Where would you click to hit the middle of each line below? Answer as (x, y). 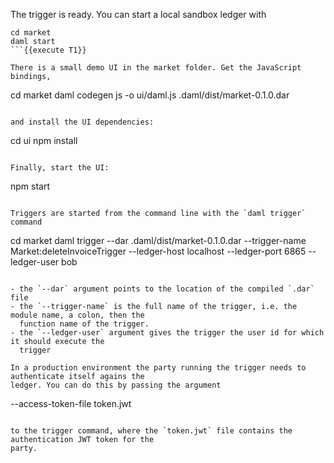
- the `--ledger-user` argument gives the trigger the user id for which (167, 333)
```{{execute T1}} (48, 50)
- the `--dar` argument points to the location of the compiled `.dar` (162, 289)
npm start (30, 186)
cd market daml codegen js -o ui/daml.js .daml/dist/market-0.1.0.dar (150, 95)
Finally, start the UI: (60, 168)
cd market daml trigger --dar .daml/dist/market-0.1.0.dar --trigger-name (158, 240)
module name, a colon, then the (77, 315)
